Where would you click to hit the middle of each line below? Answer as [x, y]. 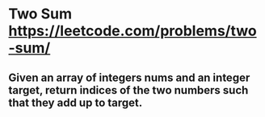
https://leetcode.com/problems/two [132, 31]
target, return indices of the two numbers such [128, 90]
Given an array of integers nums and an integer [129, 77]
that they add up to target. [76, 102]
